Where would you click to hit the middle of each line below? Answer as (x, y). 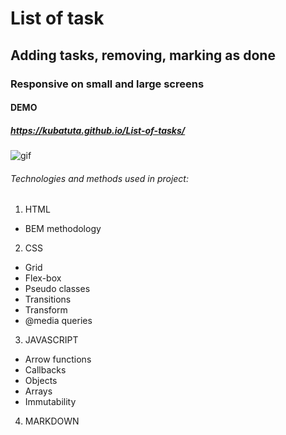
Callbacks (45, 370)
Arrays (38, 391)
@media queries (58, 321)
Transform (46, 310)
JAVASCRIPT (51, 340)
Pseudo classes (57, 289)
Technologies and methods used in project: (99, 178)
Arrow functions (58, 359)
